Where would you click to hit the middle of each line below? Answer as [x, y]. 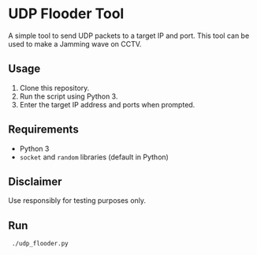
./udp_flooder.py [40, 244]
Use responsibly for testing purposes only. [77, 201]
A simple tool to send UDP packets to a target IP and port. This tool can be [129, 36]
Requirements [43, 130]
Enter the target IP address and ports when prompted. [107, 104]
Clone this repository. [54, 88]
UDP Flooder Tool [66, 14]
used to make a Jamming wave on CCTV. [75, 43]
